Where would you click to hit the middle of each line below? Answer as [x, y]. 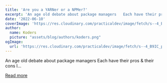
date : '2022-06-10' [25, 19]
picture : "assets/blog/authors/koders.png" [55, 38]
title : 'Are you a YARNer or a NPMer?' [46, 10]
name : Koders [23, 33]
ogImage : [14, 42]
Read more [16, 75]
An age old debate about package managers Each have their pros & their [80, 60]
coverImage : [17, 23]
